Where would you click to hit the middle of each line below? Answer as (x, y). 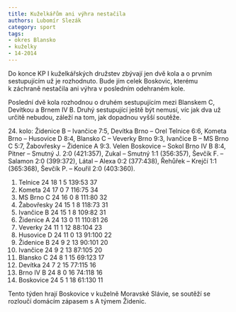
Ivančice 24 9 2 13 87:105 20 (60, 250)
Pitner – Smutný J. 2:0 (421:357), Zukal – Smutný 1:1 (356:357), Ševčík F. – (116, 154)
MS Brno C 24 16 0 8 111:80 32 (63, 197)
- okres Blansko (32, 40)
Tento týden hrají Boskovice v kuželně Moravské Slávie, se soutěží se (109, 294)
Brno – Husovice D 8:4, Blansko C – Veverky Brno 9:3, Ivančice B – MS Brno (118, 138)
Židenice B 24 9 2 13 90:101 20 (63, 242)
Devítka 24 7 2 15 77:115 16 (57, 265)
